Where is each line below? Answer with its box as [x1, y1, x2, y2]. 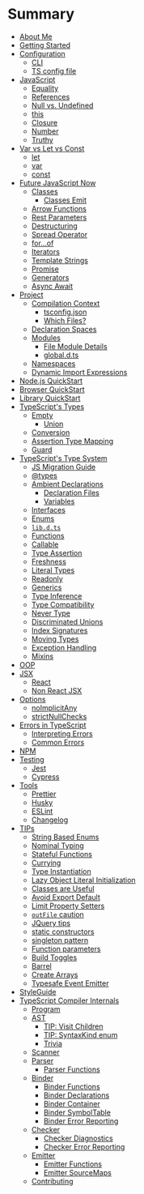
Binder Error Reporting [43, 1115, 119, 1126]
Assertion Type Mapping [31, 436, 114, 446]
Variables [43, 496, 75, 506]
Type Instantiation [31, 866, 91, 876]
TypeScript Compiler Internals [19, 996, 120, 1005]
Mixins [31, 651, 54, 661]
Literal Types [31, 565, 75, 575]
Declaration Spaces [31, 324, 97, 334]
